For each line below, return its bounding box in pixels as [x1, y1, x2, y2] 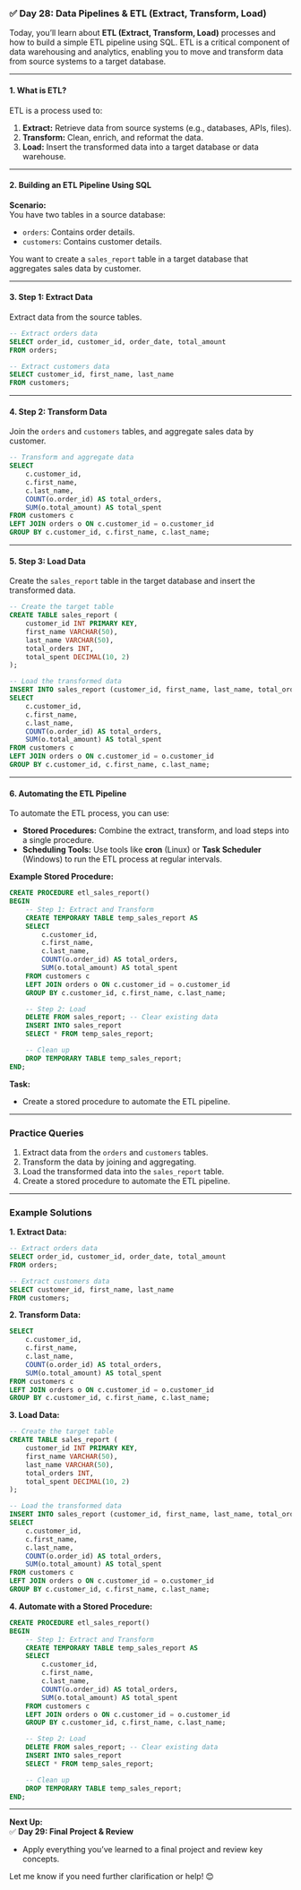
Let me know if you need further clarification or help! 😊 [9, 1871, 215, 1882]
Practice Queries [9, 1127, 84, 1139]
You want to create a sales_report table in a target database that [9, 253, 249, 264]
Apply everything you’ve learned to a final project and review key [21, 1844, 263, 1855]
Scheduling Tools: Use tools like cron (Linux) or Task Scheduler [21, 845, 262, 855]
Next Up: [9, 1817, 43, 1827]
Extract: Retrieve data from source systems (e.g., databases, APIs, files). [21, 122, 292, 133]
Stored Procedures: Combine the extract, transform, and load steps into [21, 825, 289, 836]
